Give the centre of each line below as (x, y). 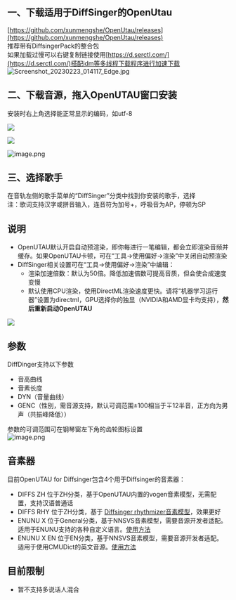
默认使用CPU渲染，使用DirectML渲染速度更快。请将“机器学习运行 (123, 291)
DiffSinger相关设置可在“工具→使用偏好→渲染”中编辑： (96, 265)
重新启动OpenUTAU (63, 308)
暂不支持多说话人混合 (48, 589)
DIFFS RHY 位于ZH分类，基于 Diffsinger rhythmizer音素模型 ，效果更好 (119, 511)
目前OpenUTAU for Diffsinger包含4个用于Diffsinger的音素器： (97, 479)
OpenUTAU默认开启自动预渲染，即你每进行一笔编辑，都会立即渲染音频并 (123, 247)
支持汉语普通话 (52, 503)
